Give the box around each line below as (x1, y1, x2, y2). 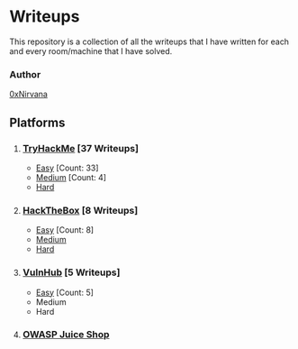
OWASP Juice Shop (22, 328, 110, 341)
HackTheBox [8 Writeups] (22, 204, 139, 216)
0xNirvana (9, 88, 48, 100)
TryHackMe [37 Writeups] (22, 142, 140, 154)
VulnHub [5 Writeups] (22, 266, 121, 279)
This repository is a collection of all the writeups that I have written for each (9, 36, 290, 47)
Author (9, 68, 41, 80)
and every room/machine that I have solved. (9, 45, 173, 56)
